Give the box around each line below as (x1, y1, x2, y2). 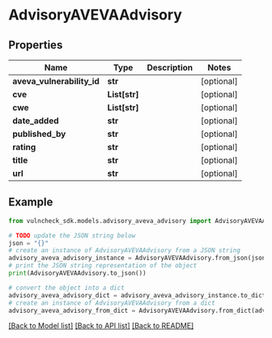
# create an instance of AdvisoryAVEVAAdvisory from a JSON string (8, 246, 241, 255)
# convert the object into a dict (8, 284, 125, 292)
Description (147, 62, 193, 73)
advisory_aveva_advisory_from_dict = (8, 306, 136, 314)
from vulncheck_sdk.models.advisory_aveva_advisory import (8, 216, 212, 225)
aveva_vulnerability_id (12, 75, 100, 87)
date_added (12, 115, 59, 126)
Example (8, 195, 53, 209)
